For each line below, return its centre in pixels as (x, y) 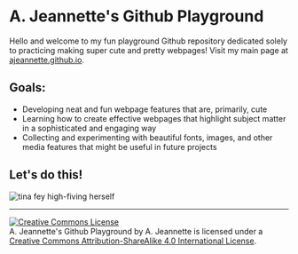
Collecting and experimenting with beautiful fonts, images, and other (147, 137)
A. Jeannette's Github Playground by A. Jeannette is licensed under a (136, 231)
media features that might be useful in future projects (119, 147)
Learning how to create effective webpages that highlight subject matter (154, 118)
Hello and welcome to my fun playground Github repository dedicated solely (149, 41)
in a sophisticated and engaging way (89, 128)
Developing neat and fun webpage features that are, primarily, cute (145, 109)
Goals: (27, 87)
